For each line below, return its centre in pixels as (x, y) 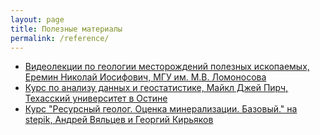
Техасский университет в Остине (96, 98)
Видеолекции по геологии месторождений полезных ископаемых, (167, 67)
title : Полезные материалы (66, 29)
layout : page (37, 19)
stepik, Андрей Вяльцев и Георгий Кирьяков (119, 120)
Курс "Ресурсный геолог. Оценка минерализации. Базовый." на (161, 109)
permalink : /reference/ (60, 38)
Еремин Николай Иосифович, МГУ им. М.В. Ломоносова (145, 77)
